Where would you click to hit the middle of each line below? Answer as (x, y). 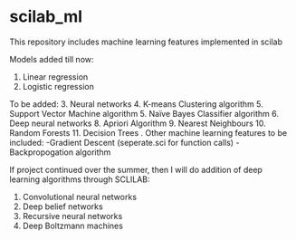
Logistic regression (58, 86)
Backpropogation (42, 152)
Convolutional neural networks (80, 197)
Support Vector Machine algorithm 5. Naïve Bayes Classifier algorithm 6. (144, 113)
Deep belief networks (62, 206)
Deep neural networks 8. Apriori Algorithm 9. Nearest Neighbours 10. (138, 123)
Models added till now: (52, 59)
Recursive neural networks (72, 216)
